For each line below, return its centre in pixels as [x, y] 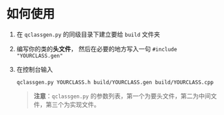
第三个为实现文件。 [73, 104]
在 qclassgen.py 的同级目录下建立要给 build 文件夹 [88, 34]
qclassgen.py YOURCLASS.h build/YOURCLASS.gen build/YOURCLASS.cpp [115, 82]
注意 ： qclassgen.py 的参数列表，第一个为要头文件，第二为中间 [122, 96]
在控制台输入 [34, 69]
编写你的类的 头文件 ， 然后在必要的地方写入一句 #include [97, 49]
